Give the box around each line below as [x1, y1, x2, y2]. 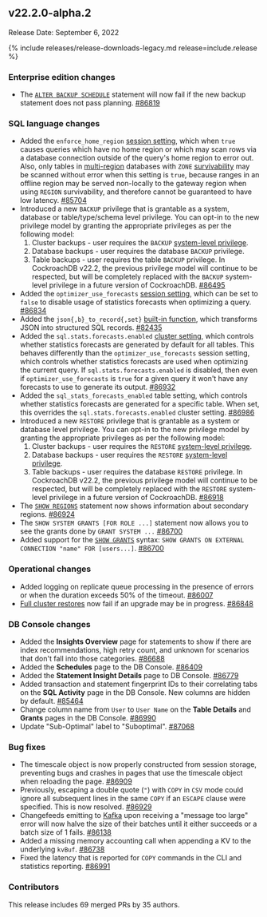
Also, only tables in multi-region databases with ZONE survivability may [19, 161, 250, 171]
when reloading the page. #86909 [19, 776, 133, 786]
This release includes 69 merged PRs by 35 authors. [8, 899, 181, 909]
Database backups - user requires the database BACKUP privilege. [31, 247, 245, 256]
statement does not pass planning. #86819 [19, 98, 161, 108]
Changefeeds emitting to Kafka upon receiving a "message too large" [19, 811, 249, 820]
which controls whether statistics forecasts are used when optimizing [19, 357, 249, 367]
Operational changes [8, 563, 92, 574]
